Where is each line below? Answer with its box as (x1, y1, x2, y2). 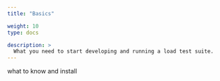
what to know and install (7, 67, 78, 75)
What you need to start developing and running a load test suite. (13, 48, 214, 55)
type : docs (7, 29, 39, 36)
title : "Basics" (7, 10, 54, 17)
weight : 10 (7, 22, 39, 30)
